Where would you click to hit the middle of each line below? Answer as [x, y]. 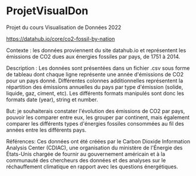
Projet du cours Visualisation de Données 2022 [64, 27]
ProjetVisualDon [47, 11]
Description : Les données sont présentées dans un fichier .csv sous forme [98, 68]
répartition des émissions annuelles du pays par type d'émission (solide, [95, 87]
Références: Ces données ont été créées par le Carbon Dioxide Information [98, 141]
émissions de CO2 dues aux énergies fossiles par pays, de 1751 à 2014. [93, 56]
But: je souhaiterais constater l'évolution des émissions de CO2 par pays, [96, 111]
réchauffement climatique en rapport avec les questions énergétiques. [92, 167]
